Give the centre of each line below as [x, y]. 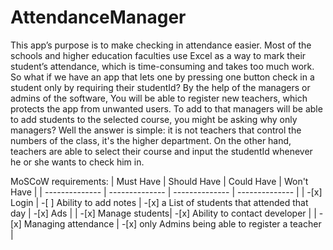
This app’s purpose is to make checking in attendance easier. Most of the [161, 45]
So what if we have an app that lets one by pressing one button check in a [162, 77]
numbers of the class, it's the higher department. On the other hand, [151, 140]
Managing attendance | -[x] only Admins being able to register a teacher [172, 223]
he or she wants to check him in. [77, 162]
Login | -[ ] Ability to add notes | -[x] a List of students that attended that [159, 202]
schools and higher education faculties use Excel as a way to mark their [158, 55]
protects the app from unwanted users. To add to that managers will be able [166, 108]
